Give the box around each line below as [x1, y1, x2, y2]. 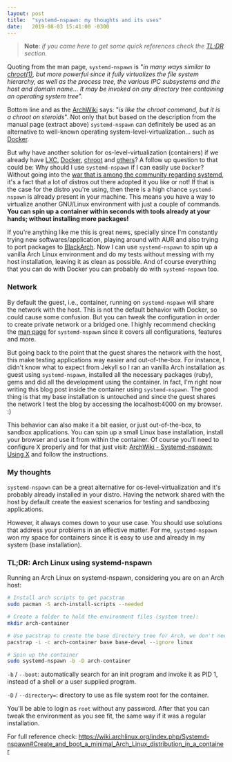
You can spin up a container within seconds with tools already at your [7, 207, 211, 215]
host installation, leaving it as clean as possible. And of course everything [7, 258, 216, 266]
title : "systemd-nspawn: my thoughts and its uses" [7, 17, 162, 24]
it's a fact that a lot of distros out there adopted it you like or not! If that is [7, 178, 215, 186]
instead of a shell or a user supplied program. [7, 677, 137, 686]
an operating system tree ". [7, 92, 83, 100]
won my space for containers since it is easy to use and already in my [7, 533, 206, 541]
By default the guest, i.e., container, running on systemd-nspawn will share [7, 298, 215, 306]
